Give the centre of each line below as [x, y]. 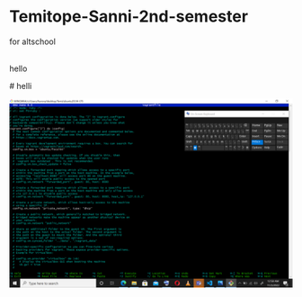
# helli [21, 85]
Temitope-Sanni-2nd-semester [129, 17]
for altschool [33, 41]
